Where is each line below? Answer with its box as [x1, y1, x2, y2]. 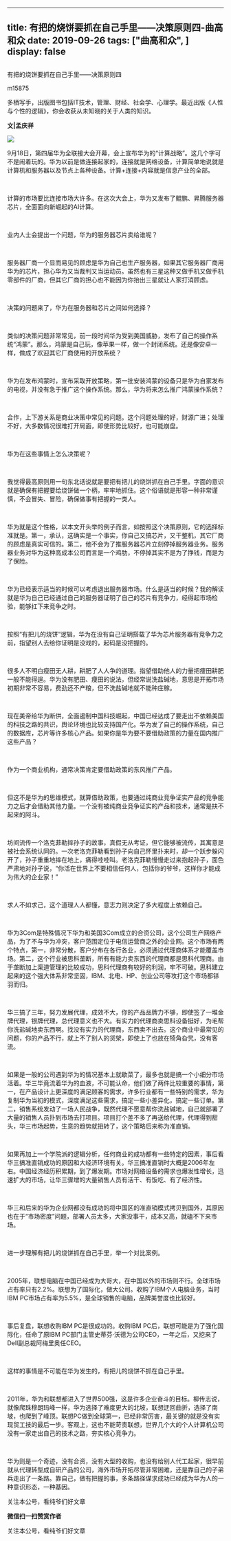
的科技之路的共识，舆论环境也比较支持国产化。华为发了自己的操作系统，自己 [7, 720, 224, 729]
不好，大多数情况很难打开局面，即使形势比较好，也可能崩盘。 [7, 421, 182, 430]
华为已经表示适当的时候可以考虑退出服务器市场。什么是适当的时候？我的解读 [7, 585, 224, 593]
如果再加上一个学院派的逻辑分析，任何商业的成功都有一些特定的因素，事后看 [7, 1149, 224, 1158]
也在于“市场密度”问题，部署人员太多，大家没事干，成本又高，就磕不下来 [7, 1212, 212, 1220]
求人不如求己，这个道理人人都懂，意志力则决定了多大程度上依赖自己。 [7, 900, 206, 909]
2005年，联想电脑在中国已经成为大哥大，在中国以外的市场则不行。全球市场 [7, 1276, 221, 1285]
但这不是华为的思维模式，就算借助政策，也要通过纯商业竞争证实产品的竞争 [7, 793, 218, 801]
